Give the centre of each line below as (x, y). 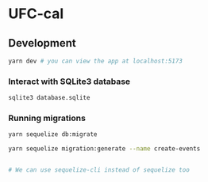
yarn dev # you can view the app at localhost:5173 (95, 61)
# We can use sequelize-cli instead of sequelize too (99, 170)
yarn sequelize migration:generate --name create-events (104, 149)
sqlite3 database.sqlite (49, 98)
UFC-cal (36, 14)
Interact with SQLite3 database (69, 82)
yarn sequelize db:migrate (53, 135)
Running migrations (47, 118)
